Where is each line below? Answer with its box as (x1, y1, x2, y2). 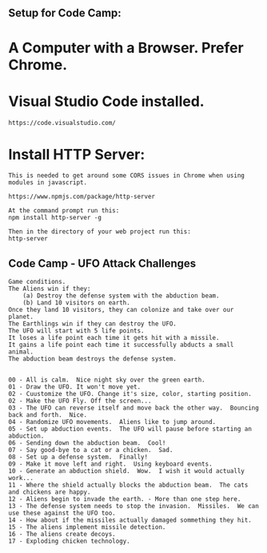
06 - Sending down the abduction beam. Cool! (8, 439, 166, 447)
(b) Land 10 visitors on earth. (22, 299, 130, 307)
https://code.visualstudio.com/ (8, 119, 116, 127)
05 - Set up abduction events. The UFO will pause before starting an (8, 425, 252, 434)
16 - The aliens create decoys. (8, 531, 116, 539)
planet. (8, 313, 34, 321)
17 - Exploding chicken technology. (8, 537, 130, 546)
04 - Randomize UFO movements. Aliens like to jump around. (8, 418, 217, 426)
